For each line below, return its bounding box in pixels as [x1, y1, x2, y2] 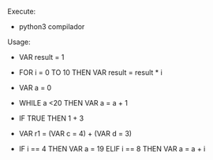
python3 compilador [18, 22, 85, 31]
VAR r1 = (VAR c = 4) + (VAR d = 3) [18, 129, 132, 138]
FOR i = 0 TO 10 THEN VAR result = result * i [18, 68, 163, 77]
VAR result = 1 [18, 53, 65, 61]
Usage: [7, 37, 31, 47]
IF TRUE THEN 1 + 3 [18, 113, 84, 123]
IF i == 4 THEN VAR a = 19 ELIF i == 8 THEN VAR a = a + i [18, 144, 206, 153]
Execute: [7, 7, 36, 16]
